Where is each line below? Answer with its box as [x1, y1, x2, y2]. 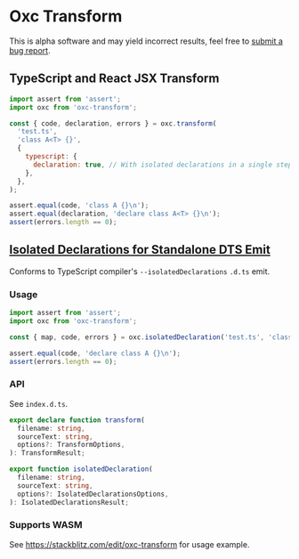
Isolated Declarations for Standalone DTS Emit [9, 242, 271, 257]
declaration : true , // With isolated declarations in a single [32, 160, 273, 169]
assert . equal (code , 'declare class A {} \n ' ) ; [9, 349, 181, 358]
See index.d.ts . [9, 398, 69, 409]
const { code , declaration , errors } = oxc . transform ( [9, 118, 217, 128]
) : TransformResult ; [9, 449, 86, 458]
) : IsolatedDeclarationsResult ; [9, 498, 129, 506]
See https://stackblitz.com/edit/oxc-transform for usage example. [9, 539, 250, 549]
